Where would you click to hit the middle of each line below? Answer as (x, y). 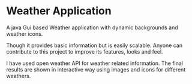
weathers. (19, 76)
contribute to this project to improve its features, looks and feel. (85, 51)
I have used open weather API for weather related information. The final (94, 63)
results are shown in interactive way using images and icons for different (96, 69)
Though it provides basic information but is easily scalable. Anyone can (94, 45)
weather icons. (25, 33)
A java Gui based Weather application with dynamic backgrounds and (92, 27)
